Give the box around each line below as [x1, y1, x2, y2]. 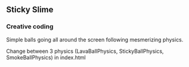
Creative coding [6, 23, 54, 31]
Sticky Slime [6, 5, 54, 15]
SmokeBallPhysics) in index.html [6, 53, 86, 61]
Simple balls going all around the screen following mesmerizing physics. [6, 36, 184, 43]
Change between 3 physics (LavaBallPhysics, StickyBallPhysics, [6, 47, 164, 55]
